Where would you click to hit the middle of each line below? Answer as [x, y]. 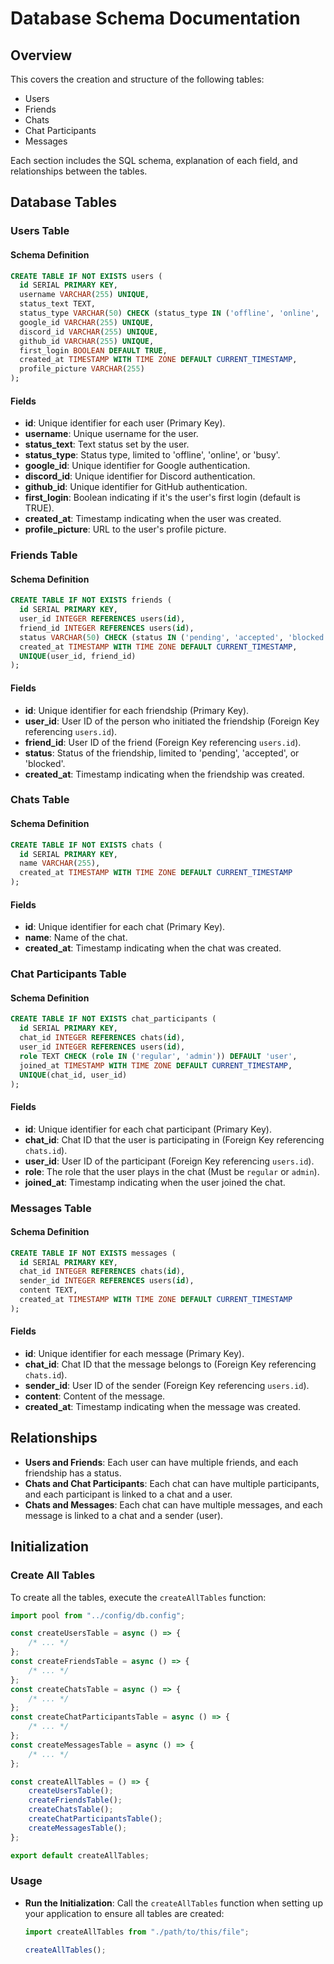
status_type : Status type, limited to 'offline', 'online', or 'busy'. [152, 455]
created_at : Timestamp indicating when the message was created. [163, 1407]
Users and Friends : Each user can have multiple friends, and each [161, 1462]
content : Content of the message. [95, 1396]
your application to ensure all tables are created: [124, 1913]
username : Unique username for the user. [111, 434]
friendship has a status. [73, 1473]
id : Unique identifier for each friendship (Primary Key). [137, 710]
